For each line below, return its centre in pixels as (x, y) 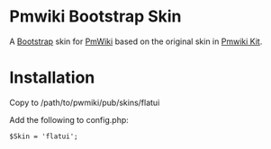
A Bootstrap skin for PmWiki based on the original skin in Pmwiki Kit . (136, 41)
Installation (52, 78)
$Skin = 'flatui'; (44, 136)
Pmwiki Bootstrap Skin (95, 17)
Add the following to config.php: (69, 119)
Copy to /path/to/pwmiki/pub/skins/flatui (85, 102)
